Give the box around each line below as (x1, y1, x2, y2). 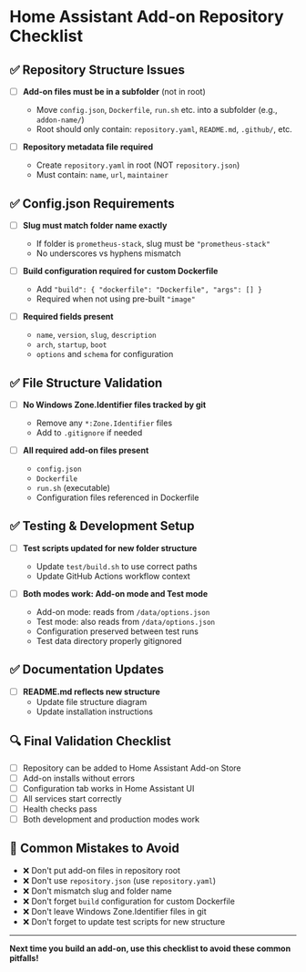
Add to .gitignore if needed (36, 427, 143, 438)
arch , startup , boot (36, 339, 107, 350)
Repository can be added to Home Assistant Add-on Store (22, 762, 241, 773)
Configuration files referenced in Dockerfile (36, 492, 199, 503)
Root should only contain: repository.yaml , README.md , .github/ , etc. (36, 124, 293, 135)
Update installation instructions (36, 706, 153, 717)
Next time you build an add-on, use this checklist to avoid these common (9, 943, 291, 954)
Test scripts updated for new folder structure (22, 542, 198, 553)
